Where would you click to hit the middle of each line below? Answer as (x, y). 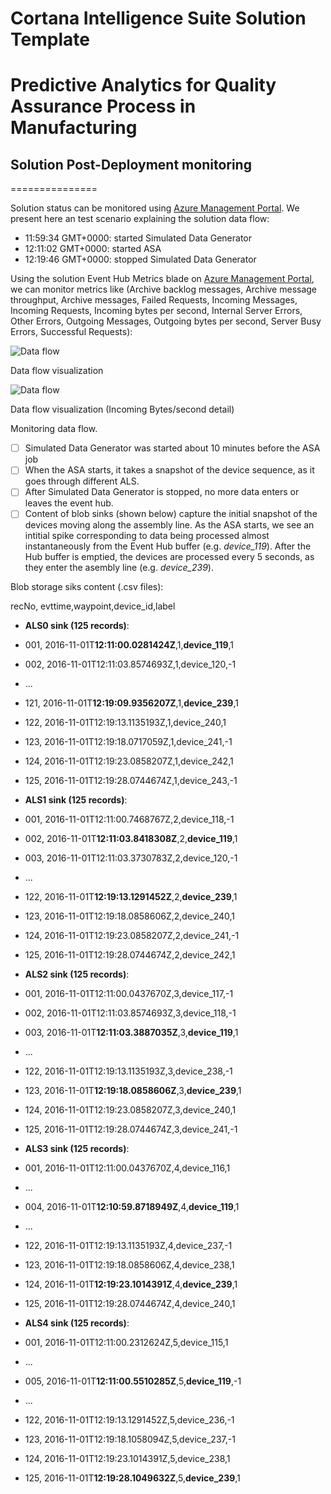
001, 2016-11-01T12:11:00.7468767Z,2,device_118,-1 (129, 819)
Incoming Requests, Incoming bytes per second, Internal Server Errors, (156, 311)
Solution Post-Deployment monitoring (131, 164)
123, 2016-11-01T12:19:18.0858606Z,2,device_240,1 (129, 916)
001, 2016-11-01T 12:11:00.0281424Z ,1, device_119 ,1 (129, 645)
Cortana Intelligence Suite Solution (158, 18)
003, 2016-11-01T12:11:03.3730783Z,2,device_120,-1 (131, 858)
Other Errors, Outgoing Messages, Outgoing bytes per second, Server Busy (166, 321)
